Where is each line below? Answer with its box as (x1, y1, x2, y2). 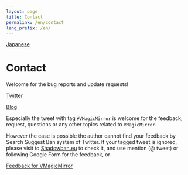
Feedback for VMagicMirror (6, 162, 73, 170)
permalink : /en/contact (6, 19, 64, 25)
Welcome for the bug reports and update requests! (6, 81, 129, 88)
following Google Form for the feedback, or (6, 151, 110, 158)
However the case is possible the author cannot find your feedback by (6, 132, 176, 139)
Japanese (6, 41, 30, 48)
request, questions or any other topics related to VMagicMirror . (6, 121, 157, 128)
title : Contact (6, 14, 43, 20)
